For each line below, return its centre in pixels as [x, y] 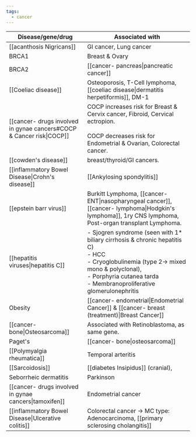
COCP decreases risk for [121, 136]
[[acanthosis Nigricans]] [43, 46]
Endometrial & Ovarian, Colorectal [133, 143]
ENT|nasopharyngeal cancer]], [129, 201]
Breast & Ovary [108, 56]
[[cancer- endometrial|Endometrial [135, 300]
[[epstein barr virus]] [38, 208]
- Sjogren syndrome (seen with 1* [135, 232]
